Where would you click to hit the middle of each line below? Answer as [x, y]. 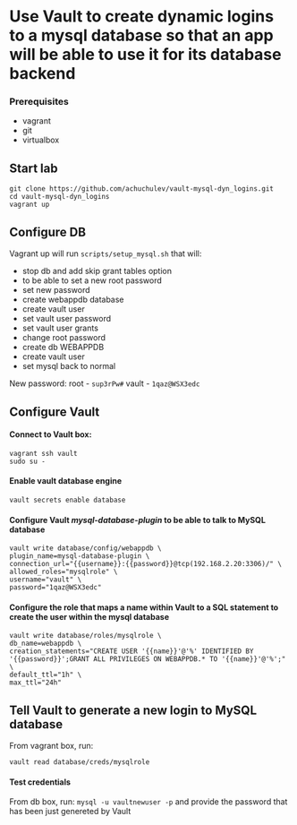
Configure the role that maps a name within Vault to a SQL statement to [144, 607]
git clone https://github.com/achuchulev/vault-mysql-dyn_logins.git [142, 189]
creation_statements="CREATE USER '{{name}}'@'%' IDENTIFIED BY [132, 651]
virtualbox [41, 140]
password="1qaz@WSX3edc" [55, 588]
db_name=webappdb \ [46, 644]
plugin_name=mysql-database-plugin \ [80, 556]
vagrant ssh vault [43, 453]
